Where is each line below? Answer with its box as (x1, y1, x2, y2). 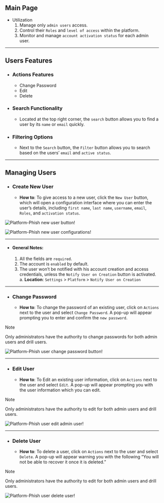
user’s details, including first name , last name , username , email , (19, 205, 147, 211)
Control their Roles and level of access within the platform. (19, 27, 140, 33)
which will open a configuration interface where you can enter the (19, 199, 152, 205)
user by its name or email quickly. (19, 121, 85, 127)
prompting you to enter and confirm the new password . (19, 315, 128, 321)
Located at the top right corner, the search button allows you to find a (19, 116, 159, 122)
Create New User (12, 183, 54, 190)
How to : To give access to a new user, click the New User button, (19, 194, 149, 200)
